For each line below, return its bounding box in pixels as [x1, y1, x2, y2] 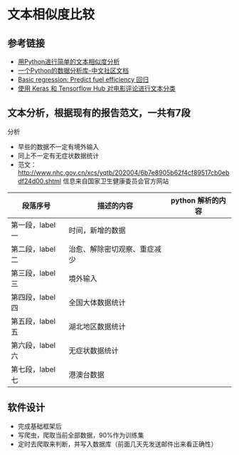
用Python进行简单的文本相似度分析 [17, 58, 120, 66]
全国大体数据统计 [68, 297, 126, 307]
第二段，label [11, 244, 55, 254]
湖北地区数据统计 [68, 322, 126, 332]
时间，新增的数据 [68, 225, 126, 235]
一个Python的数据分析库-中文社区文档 [17, 66, 129, 75]
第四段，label [11, 292, 55, 302]
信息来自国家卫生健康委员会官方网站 [63, 176, 169, 185]
